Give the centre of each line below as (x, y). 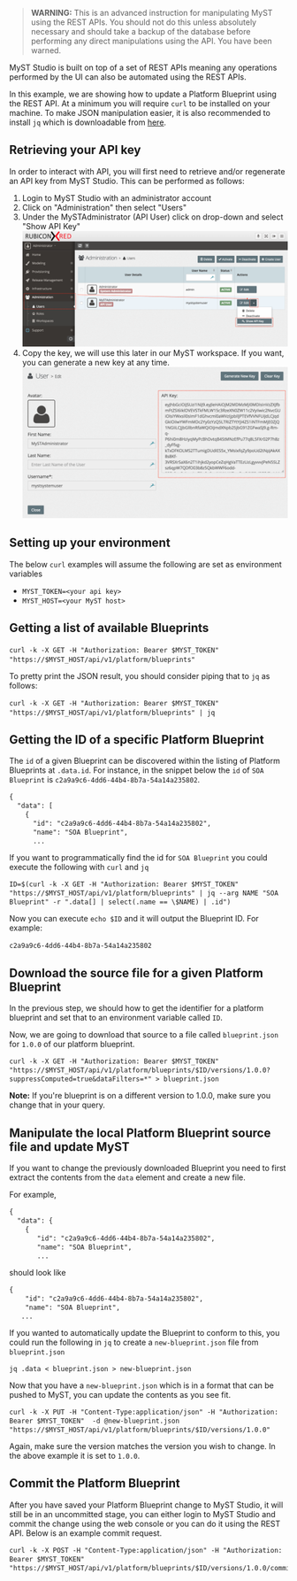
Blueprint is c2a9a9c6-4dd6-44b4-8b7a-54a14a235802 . (105, 780)
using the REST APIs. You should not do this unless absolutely (144, 22)
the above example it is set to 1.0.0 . (75, 1455)
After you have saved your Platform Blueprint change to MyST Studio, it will (146, 1505)
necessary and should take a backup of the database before (141, 31)
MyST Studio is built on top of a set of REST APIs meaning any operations (143, 67)
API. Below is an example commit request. (86, 1533)
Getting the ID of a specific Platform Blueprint (137, 740)
